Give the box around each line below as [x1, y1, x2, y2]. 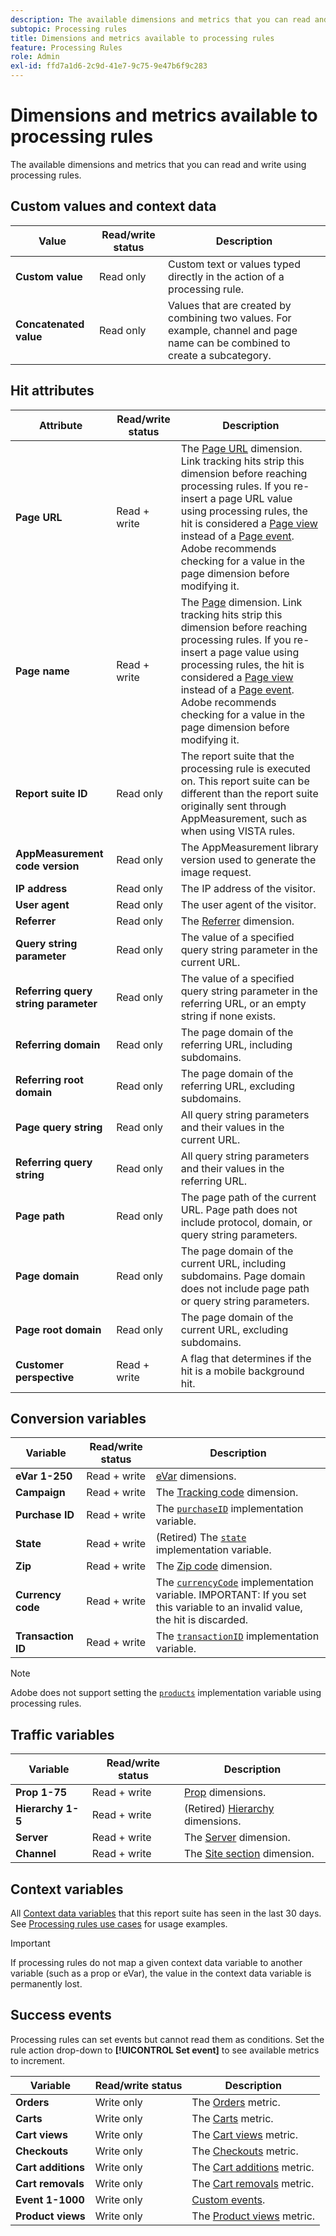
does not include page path [180, 1281, 310, 1295]
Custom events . [191, 2192, 266, 2206]
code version [15, 859, 80, 873]
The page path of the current [180, 1190, 317, 1204]
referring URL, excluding [180, 1079, 296, 1093]
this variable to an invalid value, [155, 1601, 303, 1615]
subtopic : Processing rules [10, 24, 128, 34]
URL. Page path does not [180, 1202, 298, 1216]
